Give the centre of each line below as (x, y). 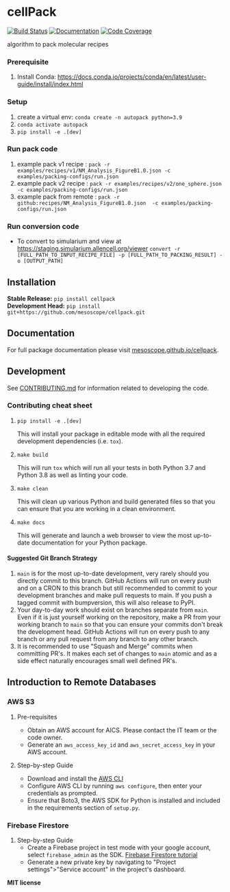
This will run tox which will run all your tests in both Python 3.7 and (111, 467)
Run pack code (33, 149)
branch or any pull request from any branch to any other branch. (108, 639)
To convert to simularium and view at (69, 241)
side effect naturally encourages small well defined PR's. (97, 661)
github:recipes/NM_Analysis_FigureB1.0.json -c (88, 203)
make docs (31, 522)
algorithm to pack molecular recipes (58, 44)
